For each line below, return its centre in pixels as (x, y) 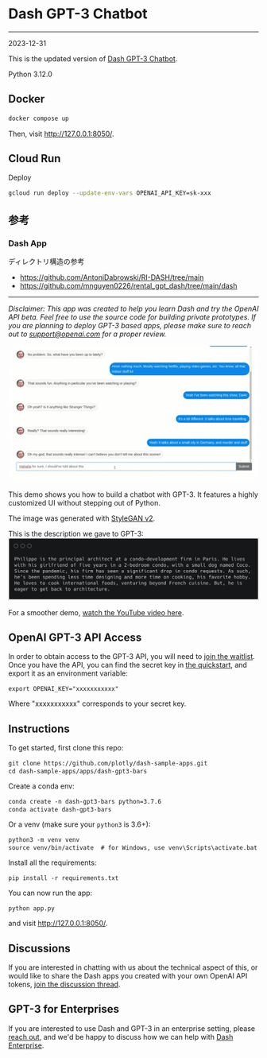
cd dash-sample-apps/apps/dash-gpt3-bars (78, 772)
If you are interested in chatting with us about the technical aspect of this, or (133, 967)
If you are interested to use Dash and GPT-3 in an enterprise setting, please (132, 1028)
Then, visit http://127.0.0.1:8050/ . (61, 134)
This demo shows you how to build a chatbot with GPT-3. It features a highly (133, 494)
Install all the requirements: (52, 862)
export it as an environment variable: (68, 673)
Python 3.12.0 (31, 74)
